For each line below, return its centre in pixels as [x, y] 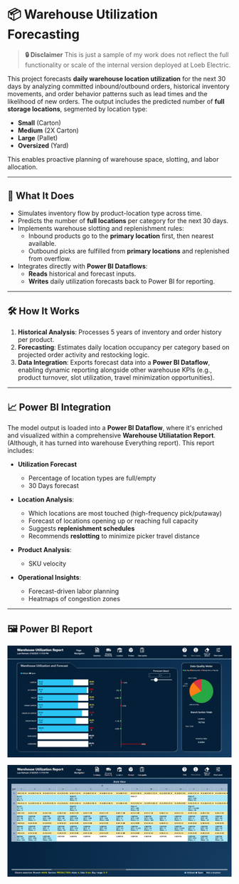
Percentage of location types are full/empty [92, 478]
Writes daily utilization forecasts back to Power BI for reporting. [122, 281]
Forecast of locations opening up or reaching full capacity [113, 521]
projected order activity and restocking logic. [84, 355]
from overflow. [49, 259]
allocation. [22, 167]
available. [42, 243]
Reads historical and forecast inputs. [82, 274]
